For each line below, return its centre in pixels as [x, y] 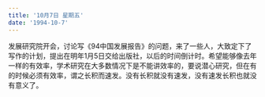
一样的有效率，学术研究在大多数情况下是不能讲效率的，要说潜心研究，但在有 [132, 65]
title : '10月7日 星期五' [46, 15]
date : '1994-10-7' [38, 23]
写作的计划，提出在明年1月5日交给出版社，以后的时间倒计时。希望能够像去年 [132, 56]
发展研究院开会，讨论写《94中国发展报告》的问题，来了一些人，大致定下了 [130, 46]
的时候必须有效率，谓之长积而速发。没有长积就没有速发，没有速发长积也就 [129, 75]
